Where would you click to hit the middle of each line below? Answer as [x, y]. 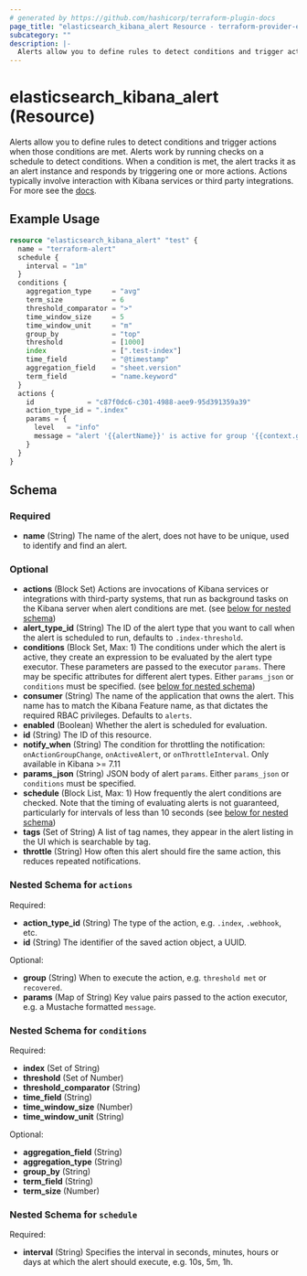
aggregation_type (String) [73, 1162]
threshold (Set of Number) [73, 1078]
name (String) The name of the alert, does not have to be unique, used [156, 536]
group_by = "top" [84, 334]
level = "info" [67, 428]
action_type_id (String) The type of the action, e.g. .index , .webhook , [152, 922]
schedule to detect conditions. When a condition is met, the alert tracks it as [153, 162]
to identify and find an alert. [75, 546]
